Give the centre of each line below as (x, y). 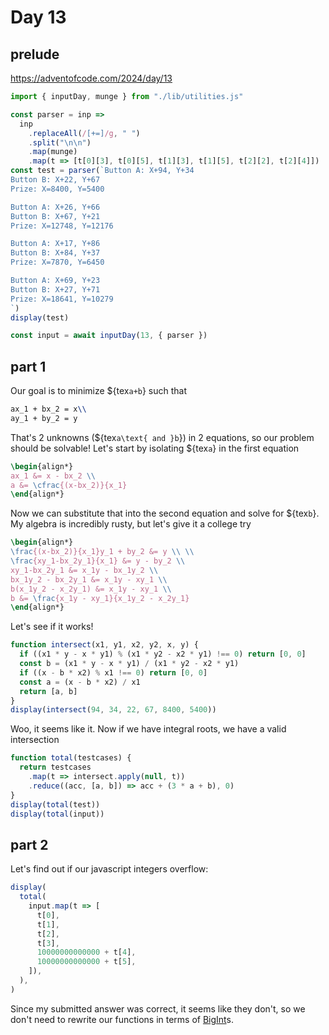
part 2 (29, 844)
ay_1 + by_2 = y (44, 418)
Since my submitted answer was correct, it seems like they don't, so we (158, 1008)
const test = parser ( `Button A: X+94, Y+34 (102, 171)
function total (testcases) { (71, 758)
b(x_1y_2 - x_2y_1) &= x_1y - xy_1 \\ (91, 589)
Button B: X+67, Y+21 (55, 216)
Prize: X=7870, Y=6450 (57, 262)
